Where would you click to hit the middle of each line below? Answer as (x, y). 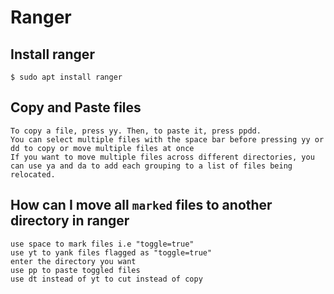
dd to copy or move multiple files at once (102, 148)
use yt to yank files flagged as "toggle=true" (111, 252)
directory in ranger (70, 221)
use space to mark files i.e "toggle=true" (102, 244)
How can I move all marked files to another (141, 205)
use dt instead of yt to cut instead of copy (106, 279)
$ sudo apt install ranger (66, 77)
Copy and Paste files (76, 107)
